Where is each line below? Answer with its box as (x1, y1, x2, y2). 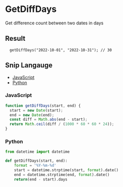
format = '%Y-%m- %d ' (14, 163, 57, 168)
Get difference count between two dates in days (5, 20, 104, 26)
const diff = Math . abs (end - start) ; (9, 117, 88, 122)
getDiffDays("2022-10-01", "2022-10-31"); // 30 (9, 47, 112, 53)
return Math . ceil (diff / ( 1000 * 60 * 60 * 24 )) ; (9, 122, 115, 127)
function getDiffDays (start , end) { (5, 103, 81, 108)
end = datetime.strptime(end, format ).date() (14, 172, 110, 177)
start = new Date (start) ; (9, 108, 63, 113)
